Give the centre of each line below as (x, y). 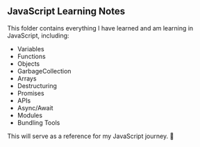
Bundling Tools (39, 122)
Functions (32, 56)
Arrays (27, 78)
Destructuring (37, 85)
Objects (28, 63)
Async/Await (35, 107)
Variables (31, 49)
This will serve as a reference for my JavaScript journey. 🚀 (91, 136)
